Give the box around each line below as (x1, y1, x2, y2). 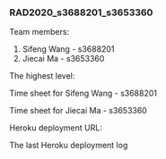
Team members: (9, 27, 70, 38)
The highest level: (9, 71, 75, 81)
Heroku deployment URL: (9, 122, 103, 133)
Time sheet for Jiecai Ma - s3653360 (9, 105, 148, 116)
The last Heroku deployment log (9, 140, 128, 151)
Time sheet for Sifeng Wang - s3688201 (9, 88, 157, 99)
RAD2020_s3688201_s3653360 (9, 6, 153, 19)
